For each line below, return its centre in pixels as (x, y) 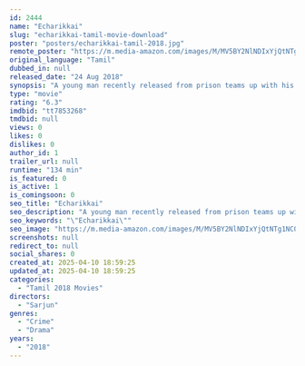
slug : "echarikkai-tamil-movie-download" (89, 35)
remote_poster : (38, 52)
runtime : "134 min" (46, 170)
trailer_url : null (44, 161)
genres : (24, 313)
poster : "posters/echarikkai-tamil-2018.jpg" (97, 43)
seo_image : (30, 229)
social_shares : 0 (42, 254)
